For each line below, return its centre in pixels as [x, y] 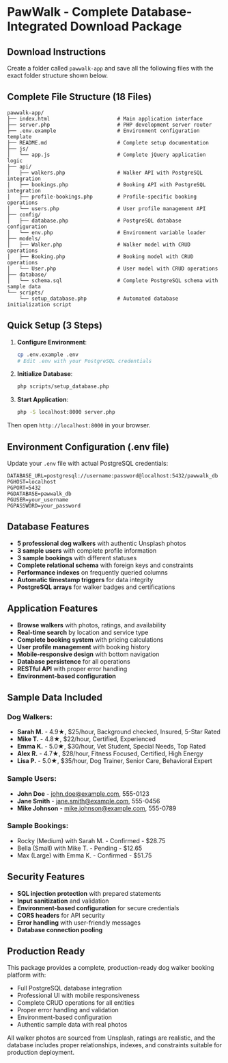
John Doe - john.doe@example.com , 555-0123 [83, 793]
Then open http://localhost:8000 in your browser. [79, 425]
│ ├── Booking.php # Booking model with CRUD [100, 257]
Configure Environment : [52, 342]
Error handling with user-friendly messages [79, 923]
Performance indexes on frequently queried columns [92, 572]
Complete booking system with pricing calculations [90, 639]
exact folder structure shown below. [58, 75]
